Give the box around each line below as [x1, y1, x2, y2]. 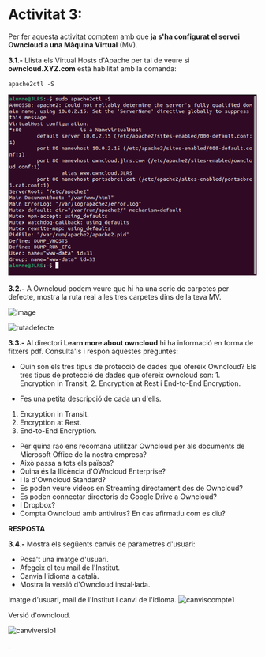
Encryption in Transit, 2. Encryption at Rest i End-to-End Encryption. [19, 378, 241, 388]
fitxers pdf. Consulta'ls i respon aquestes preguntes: [8, 346, 179, 356]
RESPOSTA [8, 523, 46, 533]
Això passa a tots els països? [19, 458, 114, 467]
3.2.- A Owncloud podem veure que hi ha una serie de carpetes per [8, 283, 230, 293]
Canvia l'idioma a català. [19, 571, 99, 580]
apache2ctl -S [8, 80, 55, 88]
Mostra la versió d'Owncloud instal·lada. [19, 580, 151, 589]
